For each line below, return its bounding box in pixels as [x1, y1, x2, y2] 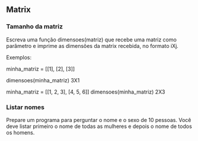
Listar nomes [6, 103, 45, 111]
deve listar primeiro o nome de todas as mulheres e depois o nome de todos [6, 123, 193, 130]
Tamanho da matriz [6, 23, 63, 31]
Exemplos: [6, 53, 31, 61]
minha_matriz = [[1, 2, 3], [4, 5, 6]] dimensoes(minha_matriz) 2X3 [6, 88, 165, 95]
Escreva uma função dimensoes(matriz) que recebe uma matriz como [6, 36, 177, 43]
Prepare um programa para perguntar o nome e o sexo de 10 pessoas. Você [6, 116, 191, 123]
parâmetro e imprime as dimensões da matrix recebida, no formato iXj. [6, 42, 179, 49]
